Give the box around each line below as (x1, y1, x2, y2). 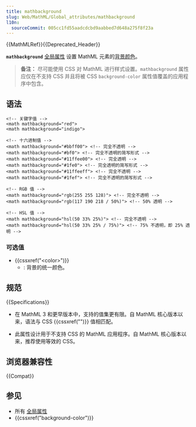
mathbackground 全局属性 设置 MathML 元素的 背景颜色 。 (6, 53, 141, 60)
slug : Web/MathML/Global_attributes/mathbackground (6, 14, 135, 20)
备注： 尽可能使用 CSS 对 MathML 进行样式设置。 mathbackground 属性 (20, 66, 189, 73)
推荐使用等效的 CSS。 (25, 338, 78, 345)
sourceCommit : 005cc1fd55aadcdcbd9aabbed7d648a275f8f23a (11, 25, 154, 31)
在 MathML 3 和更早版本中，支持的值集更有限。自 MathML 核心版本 (14, 311, 178, 318)
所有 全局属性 (14, 408, 48, 415)
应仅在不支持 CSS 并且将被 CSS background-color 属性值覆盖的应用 (20, 73, 184, 80)
